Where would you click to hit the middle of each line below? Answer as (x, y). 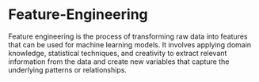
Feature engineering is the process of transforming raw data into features (128, 36)
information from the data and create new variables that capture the (119, 61)
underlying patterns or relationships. (67, 69)
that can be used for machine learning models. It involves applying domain (130, 44)
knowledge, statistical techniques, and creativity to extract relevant (118, 53)
